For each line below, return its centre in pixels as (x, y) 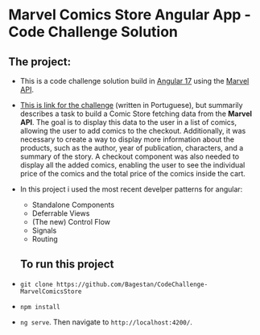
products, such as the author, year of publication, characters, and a (132, 148)
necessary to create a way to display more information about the (127, 139)
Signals (44, 230)
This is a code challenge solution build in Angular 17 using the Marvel (134, 81)
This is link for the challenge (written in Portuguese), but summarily (131, 105)
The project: (39, 62)
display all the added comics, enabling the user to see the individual (132, 165)
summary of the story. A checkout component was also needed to (130, 156)
